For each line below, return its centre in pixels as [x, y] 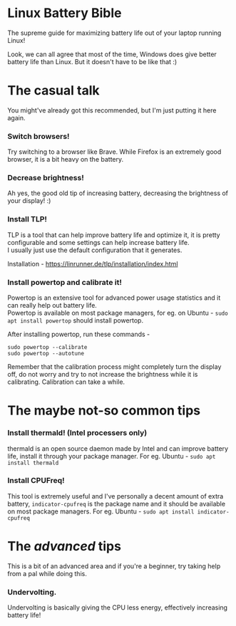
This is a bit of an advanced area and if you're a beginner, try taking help [114, 566]
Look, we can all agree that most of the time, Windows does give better [112, 54]
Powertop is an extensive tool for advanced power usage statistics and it [114, 298]
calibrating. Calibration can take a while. [66, 382]
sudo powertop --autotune [46, 354]
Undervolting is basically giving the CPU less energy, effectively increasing [118, 607]
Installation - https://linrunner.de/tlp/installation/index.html [93, 264]
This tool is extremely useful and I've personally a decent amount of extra [116, 496]
